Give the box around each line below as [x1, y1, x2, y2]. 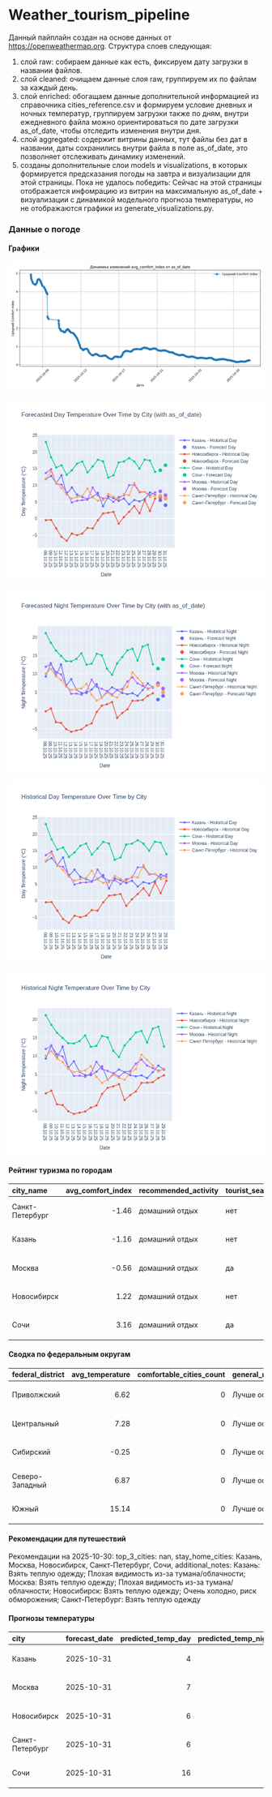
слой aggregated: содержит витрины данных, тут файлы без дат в [19, 134, 249, 144]
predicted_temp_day [120, 1633, 192, 1643]
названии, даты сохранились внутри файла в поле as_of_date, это [19, 143, 249, 152]
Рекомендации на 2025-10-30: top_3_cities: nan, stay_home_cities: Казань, [8, 1551, 263, 1562]
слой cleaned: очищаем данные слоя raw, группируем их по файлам [19, 74, 257, 84]
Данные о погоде [8, 223, 81, 234]
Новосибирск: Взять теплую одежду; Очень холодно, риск [53, 1586, 257, 1596]
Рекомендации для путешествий [8, 1533, 127, 1543]
